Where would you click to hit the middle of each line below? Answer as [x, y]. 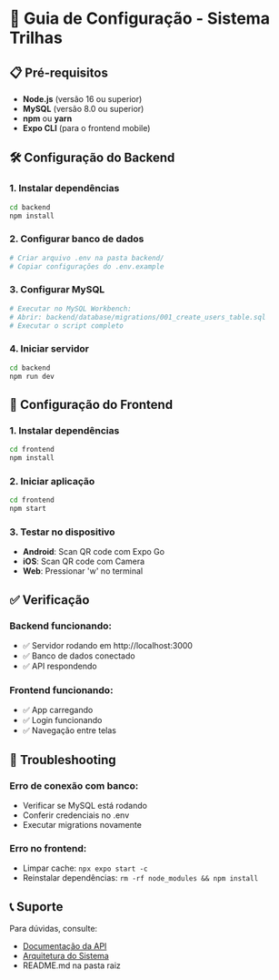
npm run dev [32, 376]
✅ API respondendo [60, 666]
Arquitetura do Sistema [65, 956]
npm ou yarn [47, 118]
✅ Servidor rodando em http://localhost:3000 [108, 645]
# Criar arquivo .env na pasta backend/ [87, 258]
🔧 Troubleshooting [63, 760]
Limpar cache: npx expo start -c [85, 868]
